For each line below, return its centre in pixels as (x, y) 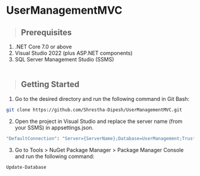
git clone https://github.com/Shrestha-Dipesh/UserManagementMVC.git (94, 110)
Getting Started (50, 84)
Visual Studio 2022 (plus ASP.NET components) (74, 53)
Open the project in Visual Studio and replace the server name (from (99, 121)
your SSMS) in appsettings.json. (54, 127)
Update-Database (26, 167)
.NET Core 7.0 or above (43, 47)
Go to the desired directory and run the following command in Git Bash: (102, 98)
